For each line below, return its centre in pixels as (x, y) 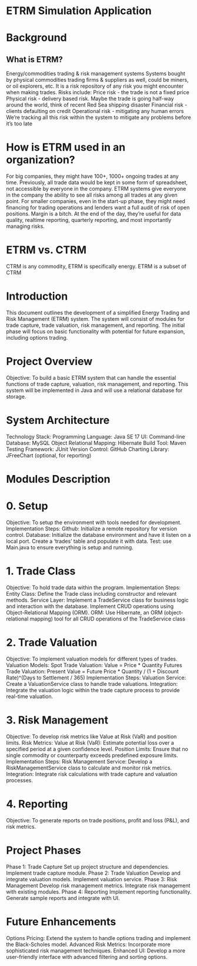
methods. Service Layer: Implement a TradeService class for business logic (98, 600)
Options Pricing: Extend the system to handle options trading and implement (98, 938)
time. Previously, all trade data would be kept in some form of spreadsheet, (97, 182)
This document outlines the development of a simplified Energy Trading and (98, 313)
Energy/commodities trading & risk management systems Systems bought (96, 74)
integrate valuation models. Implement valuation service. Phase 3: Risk (92, 879)
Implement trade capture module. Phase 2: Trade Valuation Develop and (94, 873)
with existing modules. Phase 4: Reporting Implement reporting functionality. (99, 892)
